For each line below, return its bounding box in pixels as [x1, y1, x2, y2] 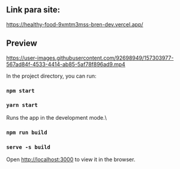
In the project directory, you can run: [6, 72, 97, 79]
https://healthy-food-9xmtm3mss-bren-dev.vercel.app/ [6, 20, 143, 28]
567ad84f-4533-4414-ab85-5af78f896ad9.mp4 [6, 60, 126, 68]
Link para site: [6, 5, 61, 15]
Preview [6, 38, 38, 49]
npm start [6, 87, 35, 94]
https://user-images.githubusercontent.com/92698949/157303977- [6, 54, 174, 61]
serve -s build [6, 144, 51, 150]
